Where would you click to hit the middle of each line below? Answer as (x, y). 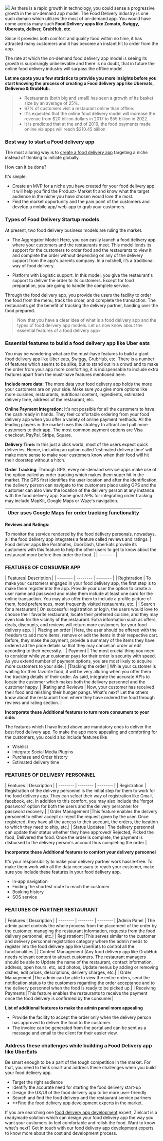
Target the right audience (37, 1082)
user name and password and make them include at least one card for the (79, 593)
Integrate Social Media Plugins (43, 752)
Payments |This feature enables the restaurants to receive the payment (76, 993)
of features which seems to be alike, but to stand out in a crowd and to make (82, 364)
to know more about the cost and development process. (61, 1133)
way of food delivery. (33, 265)
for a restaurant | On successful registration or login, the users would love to (81, 609)
